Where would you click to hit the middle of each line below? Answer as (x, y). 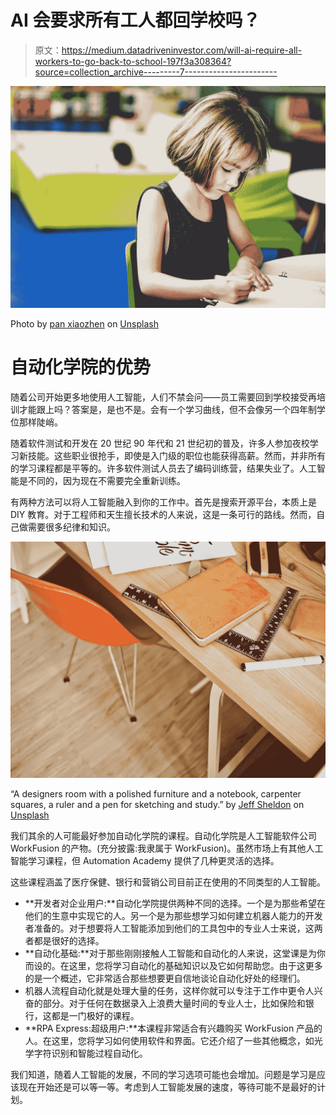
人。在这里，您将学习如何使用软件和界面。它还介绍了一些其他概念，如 (169, 1040)
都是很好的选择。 (69, 940)
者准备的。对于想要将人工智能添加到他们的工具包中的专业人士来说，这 (169, 928)
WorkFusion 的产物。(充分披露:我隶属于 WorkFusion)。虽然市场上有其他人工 (167, 848)
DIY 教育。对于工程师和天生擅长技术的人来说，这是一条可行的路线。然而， (163, 514)
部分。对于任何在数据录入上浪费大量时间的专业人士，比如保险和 (174, 1003)
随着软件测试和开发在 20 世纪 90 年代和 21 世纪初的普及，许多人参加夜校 (160, 443)
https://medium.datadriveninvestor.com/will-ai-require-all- (182, 50)
